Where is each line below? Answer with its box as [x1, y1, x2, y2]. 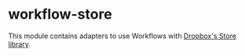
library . [8, 39, 31, 48]
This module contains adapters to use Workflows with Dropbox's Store [8, 31, 237, 40]
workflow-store [8, 5, 112, 23]
